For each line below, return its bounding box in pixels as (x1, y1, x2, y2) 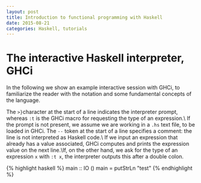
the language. (6, 97, 40, 104)
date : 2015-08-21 (6, 20, 50, 26)
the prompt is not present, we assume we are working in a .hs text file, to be (6, 121, 196, 128)
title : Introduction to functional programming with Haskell (6, 14, 163, 20)
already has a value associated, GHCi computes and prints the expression (6, 140, 190, 148)
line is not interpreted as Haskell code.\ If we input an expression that (6, 134, 178, 141)
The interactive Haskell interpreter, (6, 52, 185, 65)
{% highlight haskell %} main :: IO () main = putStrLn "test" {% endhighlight (6, 164, 193, 172)
